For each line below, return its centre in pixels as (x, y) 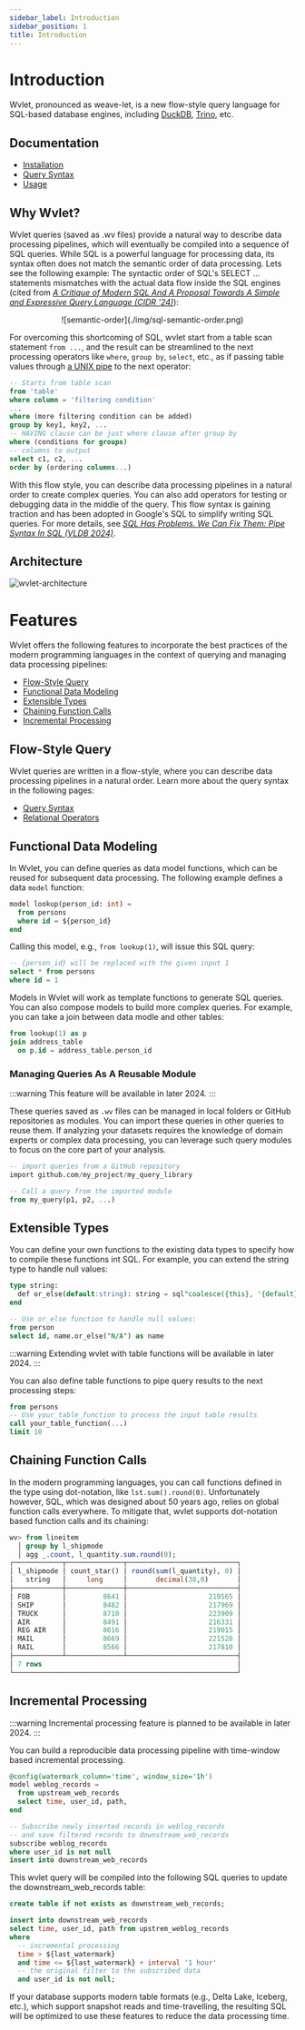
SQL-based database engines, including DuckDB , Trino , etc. (122, 114)
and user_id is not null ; (67, 1980)
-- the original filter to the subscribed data (109, 1971)
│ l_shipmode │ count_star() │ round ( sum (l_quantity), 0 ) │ (126, 1571)
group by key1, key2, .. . (58, 425)
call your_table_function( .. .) (69, 1424)
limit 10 (26, 1432)
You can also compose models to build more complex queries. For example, (151, 1007)
